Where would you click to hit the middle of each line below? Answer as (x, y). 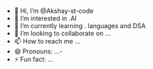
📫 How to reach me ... (47, 41)
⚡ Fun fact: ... (33, 59)
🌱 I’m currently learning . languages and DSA (80, 26)
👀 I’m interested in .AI (45, 18)
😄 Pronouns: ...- (38, 51)
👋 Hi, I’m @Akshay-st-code (54, 11)
